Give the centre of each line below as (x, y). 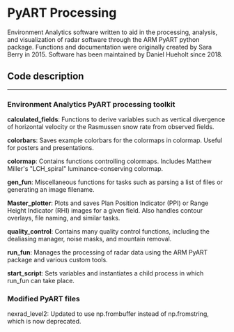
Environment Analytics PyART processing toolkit (91, 104)
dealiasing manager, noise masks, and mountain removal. (89, 239)
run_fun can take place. (41, 281)
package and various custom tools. (57, 260)
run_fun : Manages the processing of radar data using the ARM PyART (108, 252)
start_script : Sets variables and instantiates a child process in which (106, 273)
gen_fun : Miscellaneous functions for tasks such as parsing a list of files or (115, 182)
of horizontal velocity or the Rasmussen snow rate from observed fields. (111, 127)
